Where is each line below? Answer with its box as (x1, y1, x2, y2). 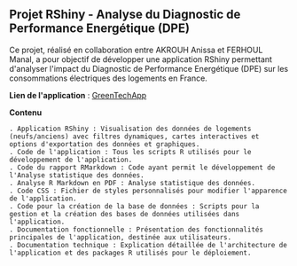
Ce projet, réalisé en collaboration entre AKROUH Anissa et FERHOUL (9, 44, 263, 55)
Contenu (9, 106, 43, 118)
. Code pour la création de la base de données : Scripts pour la (9, 201, 260, 211)
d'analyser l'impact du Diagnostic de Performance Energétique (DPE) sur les (9, 63, 289, 74)
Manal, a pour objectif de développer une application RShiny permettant (9, 53, 273, 65)
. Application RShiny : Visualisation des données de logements (9, 124, 252, 133)
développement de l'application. (9, 155, 133, 164)
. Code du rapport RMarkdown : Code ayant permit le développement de (9, 163, 276, 172)
